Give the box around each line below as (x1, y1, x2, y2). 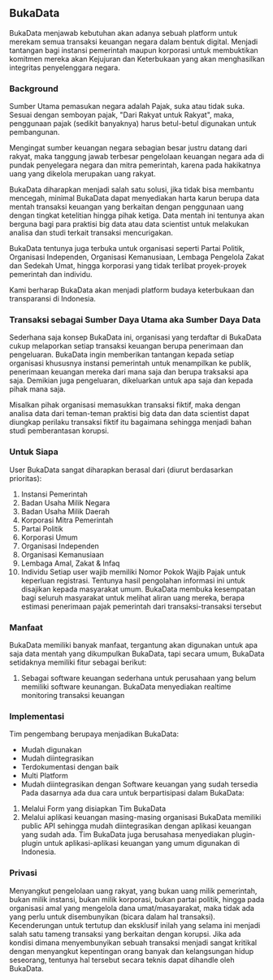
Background (9, 83, 59, 94)
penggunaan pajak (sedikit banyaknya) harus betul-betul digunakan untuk (9, 119, 257, 128)
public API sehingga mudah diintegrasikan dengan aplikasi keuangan (20, 821, 252, 831)
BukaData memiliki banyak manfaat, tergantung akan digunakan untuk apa (9, 640, 258, 649)
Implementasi (9, 710, 65, 722)
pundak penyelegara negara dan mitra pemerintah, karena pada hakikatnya (9, 160, 261, 170)
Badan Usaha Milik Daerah (20, 506, 110, 516)
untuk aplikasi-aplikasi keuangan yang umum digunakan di (44, 839, 240, 848)
